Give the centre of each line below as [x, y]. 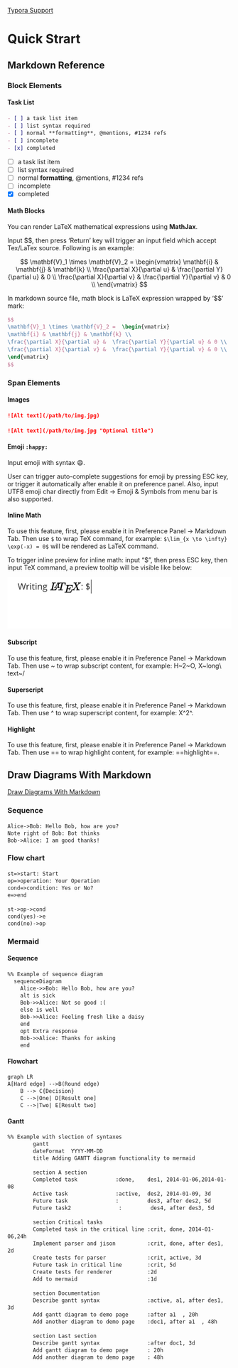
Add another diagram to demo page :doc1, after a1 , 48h [125, 1322]
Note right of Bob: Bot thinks [54, 833]
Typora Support [30, 10]
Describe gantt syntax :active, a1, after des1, [128, 1300]
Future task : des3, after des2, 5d [122, 1201]
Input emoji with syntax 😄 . [46, 462]
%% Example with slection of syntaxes [65, 1137]
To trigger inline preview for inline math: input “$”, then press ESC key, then [118, 560]
